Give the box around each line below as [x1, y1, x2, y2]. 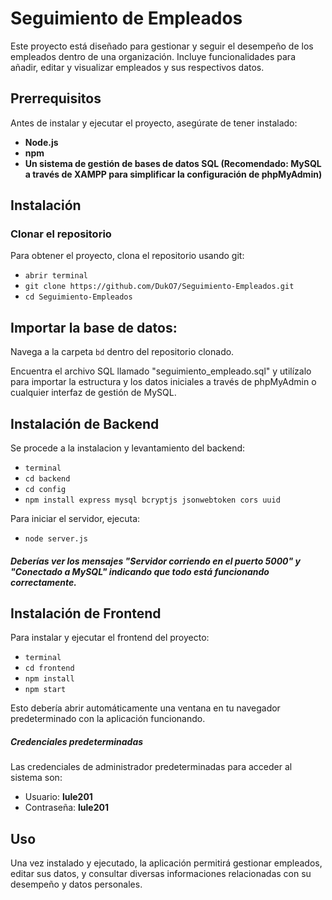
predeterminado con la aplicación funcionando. [10, 713, 206, 725]
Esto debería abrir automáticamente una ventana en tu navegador [10, 702, 281, 714]
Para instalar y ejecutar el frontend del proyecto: [10, 632, 210, 644]
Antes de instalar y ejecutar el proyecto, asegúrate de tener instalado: [10, 117, 298, 129]
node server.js [24, 534, 89, 544]
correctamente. [10, 576, 78, 588]
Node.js [24, 136, 59, 148]
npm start [24, 685, 67, 695]
